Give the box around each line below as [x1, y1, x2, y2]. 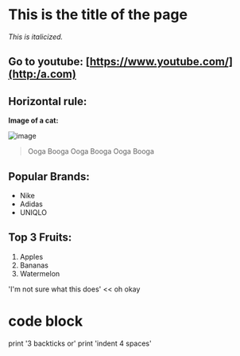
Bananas [19, 260, 49, 270]
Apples [19, 252, 44, 261]
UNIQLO [19, 207, 48, 217]
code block [8, 312, 83, 330]
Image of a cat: [8, 115, 59, 125]
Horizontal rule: [8, 94, 87, 108]
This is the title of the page [8, 6, 188, 24]
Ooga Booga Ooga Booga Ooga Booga [27, 147, 155, 156]
